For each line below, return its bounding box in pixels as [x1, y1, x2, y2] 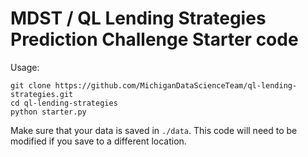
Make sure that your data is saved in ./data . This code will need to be [10, 124, 298, 136]
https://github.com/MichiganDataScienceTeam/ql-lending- [54, 80, 298, 91]
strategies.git [10, 89, 74, 99]
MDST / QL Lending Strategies [10, 7, 267, 30]
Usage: [10, 61, 40, 73]
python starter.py [10, 107, 87, 117]
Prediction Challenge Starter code [10, 28, 299, 51]
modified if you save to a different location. [10, 135, 187, 147]
